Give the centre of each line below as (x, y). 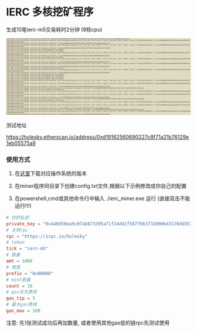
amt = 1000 (19, 261)
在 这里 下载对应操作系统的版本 (50, 173)
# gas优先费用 (21, 292)
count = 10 (19, 286)
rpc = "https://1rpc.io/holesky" (47, 236)
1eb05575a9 (21, 143)
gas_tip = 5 (21, 298)
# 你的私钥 (18, 218)
